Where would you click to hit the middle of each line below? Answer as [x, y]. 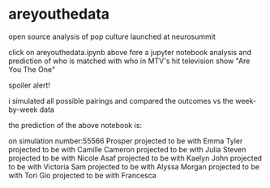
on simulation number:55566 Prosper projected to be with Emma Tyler [126, 141]
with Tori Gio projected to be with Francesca [82, 175]
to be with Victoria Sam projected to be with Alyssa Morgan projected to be [134, 166]
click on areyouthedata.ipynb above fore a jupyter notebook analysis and [130, 52]
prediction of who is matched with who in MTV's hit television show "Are [129, 61]
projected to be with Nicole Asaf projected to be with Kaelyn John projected [135, 158]
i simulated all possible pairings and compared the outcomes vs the [121, 100]
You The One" [32, 69]
